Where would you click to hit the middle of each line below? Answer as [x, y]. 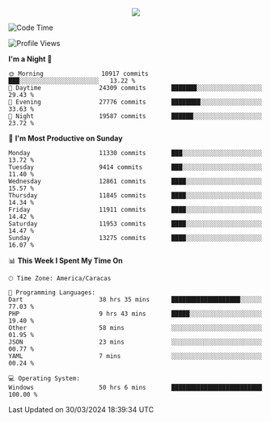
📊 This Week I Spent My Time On [66, 260]
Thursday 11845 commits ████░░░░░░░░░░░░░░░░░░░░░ [135, 196]
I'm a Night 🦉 [30, 59]
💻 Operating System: [44, 378]
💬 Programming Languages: [52, 293]
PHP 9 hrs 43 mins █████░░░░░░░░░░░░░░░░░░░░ [135, 314]
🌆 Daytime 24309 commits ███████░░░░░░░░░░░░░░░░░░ [135, 88]
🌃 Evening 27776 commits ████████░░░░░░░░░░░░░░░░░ [135, 102]
